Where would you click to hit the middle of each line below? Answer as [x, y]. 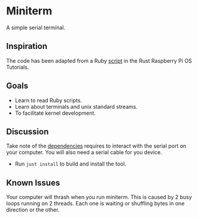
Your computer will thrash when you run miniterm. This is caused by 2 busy [99, 197]
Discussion [28, 132]
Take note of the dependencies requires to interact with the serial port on [96, 146]
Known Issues [33, 182]
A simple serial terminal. [36, 27]
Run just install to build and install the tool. [71, 164]
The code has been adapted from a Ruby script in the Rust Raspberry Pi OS [99, 60]
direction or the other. [33, 210]
